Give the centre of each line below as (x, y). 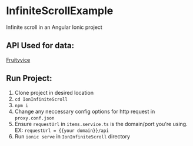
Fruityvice (18, 59)
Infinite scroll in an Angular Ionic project (54, 27)
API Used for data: (40, 46)
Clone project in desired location (54, 92)
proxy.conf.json (34, 118)
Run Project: (29, 79)
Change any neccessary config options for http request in (85, 111)
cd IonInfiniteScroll (41, 99)
